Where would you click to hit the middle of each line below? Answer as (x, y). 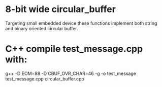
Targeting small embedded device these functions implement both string (81, 23)
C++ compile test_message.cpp (74, 49)
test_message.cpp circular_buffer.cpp (45, 78)
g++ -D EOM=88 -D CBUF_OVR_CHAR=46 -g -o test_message (71, 73)
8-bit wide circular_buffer (60, 9)
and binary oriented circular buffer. (42, 28)
